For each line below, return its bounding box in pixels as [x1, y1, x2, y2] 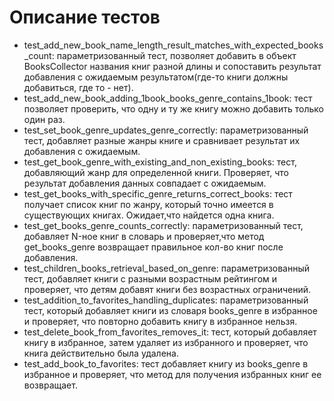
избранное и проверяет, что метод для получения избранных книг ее [23, 368, 322, 380]
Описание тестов [9, 6, 161, 29]
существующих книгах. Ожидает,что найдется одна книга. [23, 209, 275, 221]
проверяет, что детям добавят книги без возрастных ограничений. [23, 283, 312, 295]
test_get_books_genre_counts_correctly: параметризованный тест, [23, 219, 304, 231]
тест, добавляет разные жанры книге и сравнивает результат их [23, 134, 301, 146]
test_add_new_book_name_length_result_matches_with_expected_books [23, 39, 324, 51]
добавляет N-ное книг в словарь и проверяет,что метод [23, 230, 265, 242]
